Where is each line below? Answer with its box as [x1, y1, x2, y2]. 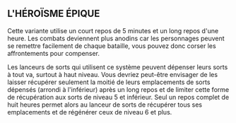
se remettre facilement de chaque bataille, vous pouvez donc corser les [7, 41, 217, 50]
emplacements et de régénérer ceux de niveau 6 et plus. [7, 107, 172, 116]
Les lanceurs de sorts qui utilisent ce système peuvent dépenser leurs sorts [7, 62, 228, 71]
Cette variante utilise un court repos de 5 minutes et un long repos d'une [7, 26, 219, 35]
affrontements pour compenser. [7, 49, 100, 57]
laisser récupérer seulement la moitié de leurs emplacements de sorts [7, 78, 211, 86]
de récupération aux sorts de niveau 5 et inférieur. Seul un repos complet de [7, 93, 230, 101]
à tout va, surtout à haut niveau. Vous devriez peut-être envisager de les [7, 70, 218, 78]
